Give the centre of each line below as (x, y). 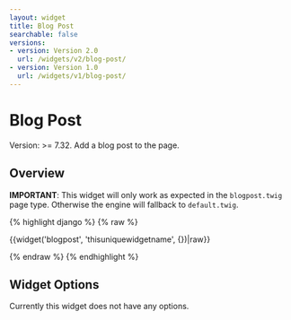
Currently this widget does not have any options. (99, 307)
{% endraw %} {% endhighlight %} (74, 256)
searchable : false (44, 34)
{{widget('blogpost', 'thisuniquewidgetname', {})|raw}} (110, 239)
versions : (28, 43)
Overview (37, 173)
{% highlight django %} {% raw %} (74, 221)
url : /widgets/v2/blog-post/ (72, 59)
